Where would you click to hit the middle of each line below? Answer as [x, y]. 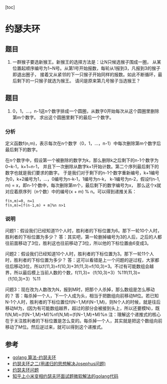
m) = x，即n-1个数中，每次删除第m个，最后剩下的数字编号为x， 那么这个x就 [83, 185]
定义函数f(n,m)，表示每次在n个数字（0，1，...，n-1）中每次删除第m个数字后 [83, 143]
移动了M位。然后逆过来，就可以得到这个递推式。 [55, 327]
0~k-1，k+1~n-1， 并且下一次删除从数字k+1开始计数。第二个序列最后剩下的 [82, 167]
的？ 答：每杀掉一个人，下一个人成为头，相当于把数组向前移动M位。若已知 [82, 296]
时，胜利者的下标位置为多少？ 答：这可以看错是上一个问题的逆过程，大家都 [82, 260]
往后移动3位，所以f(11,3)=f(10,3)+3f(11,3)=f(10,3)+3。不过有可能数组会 [77, 266]
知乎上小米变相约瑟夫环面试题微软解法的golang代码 [65, 376]
